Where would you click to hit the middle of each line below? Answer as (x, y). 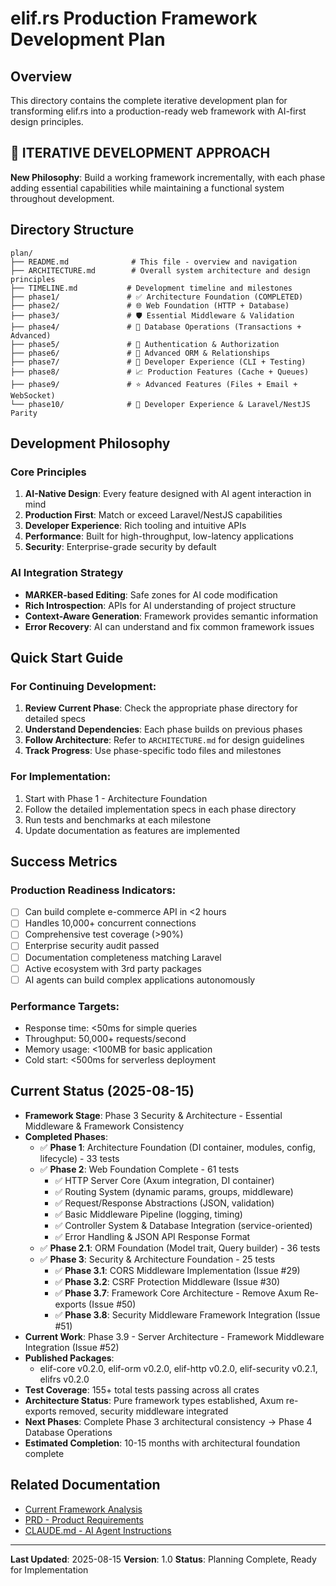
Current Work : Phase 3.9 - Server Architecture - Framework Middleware (174, 1336)
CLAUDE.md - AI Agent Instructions (98, 1530)
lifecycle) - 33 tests (79, 1158)
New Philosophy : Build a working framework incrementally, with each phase (168, 177)
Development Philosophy (90, 443)
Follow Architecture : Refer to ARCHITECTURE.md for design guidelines (164, 740)
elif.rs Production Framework (134, 18)
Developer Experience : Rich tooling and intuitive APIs (135, 526)
